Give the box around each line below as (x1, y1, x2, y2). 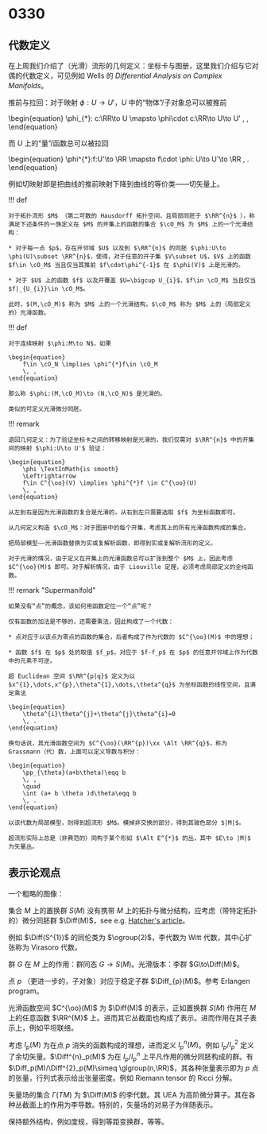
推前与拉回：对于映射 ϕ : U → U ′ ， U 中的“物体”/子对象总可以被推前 (8, 98, 227, 107)
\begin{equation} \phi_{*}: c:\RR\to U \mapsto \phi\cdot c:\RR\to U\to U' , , (8, 114, 249, 123)
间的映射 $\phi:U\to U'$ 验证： (8, 444, 107, 452)
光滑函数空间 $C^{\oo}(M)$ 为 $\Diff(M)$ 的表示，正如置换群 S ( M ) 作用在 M (8, 1003, 257, 1012)
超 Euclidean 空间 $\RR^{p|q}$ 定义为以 (8, 672, 136, 680)
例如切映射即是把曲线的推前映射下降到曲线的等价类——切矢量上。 (8, 180, 224, 188)
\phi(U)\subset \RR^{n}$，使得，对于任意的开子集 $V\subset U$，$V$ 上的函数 (8, 253, 252, 261)
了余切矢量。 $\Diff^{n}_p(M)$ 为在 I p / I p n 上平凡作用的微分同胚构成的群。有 (8, 1051, 254, 1063)
